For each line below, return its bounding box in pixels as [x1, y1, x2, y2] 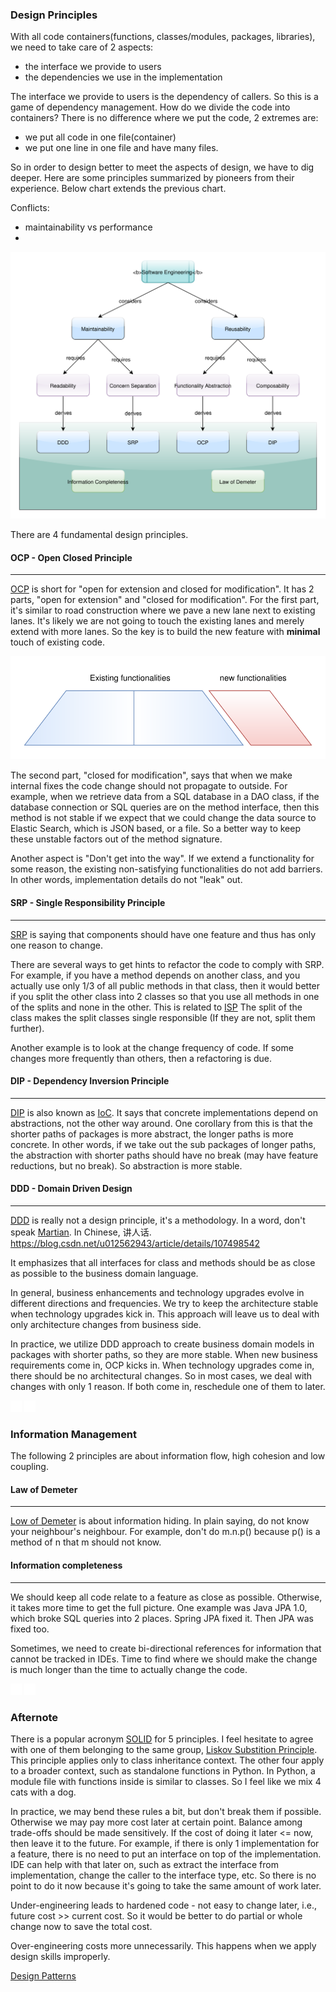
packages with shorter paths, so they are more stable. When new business [10, 1348, 318, 1360]
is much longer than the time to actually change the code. [10, 1663, 248, 1675]
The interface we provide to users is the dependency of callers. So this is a [10, 91, 319, 103]
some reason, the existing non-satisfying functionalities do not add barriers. [10, 863, 323, 875]
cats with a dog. [10, 1786, 77, 1798]
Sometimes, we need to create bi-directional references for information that [10, 1642, 322, 1654]
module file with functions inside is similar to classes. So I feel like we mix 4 [10, 1775, 322, 1787]
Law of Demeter [10, 1483, 78, 1495]
